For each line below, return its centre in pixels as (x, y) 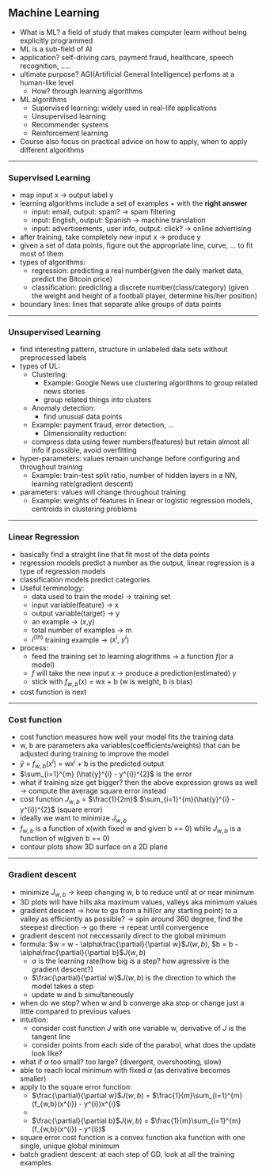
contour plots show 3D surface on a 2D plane (94, 847)
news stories (64, 392)
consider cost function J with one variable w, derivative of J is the (139, 1029)
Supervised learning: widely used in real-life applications (124, 108)
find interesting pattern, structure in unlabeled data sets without (123, 349)
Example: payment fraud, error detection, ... (103, 425)
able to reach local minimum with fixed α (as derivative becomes (125, 1071)
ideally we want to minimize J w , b (73, 819)
